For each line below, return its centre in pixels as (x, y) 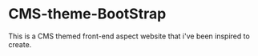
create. (20, 44)
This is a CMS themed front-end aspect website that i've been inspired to (129, 36)
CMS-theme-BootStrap (87, 14)
